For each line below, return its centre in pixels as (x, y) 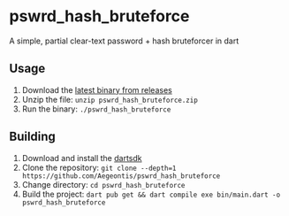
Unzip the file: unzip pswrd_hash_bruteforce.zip (110, 99)
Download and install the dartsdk (82, 158)
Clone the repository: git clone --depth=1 (99, 167)
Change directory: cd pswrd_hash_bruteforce (103, 184)
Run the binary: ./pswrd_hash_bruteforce (96, 109)
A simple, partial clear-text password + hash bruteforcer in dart (124, 41)
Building (32, 137)
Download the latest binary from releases (97, 89)
